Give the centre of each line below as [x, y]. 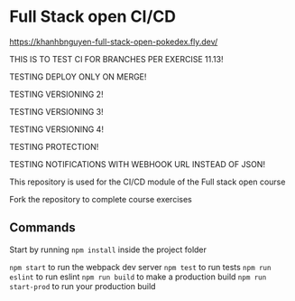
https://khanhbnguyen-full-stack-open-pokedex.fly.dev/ [114, 42]
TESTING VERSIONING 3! [56, 111]
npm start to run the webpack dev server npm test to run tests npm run [140, 267]
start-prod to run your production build [83, 286]
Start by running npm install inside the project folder [108, 249]
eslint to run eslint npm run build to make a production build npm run [138, 277]
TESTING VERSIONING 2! [56, 94]
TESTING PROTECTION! [54, 146]
